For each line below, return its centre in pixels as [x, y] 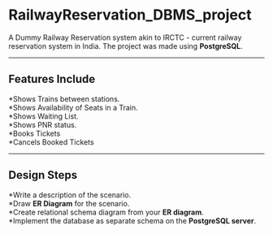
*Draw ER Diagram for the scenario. [69, 203]
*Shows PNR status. [43, 124]
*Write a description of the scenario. [70, 195]
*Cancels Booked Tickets [52, 142]
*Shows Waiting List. [43, 116]
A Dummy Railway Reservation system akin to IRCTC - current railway [125, 37]
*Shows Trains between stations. [64, 98]
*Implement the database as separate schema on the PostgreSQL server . [132, 220]
